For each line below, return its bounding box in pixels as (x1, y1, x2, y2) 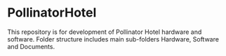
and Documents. (7, 42, 55, 50)
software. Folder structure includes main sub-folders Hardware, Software (7, 35, 220, 43)
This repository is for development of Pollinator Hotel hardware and (7, 28, 202, 36)
